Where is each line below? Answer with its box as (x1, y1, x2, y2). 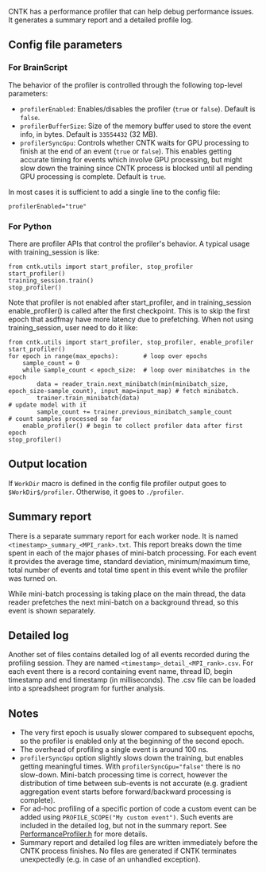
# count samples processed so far (8, 415, 123, 422)
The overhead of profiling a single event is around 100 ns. (19, 745, 209, 754)
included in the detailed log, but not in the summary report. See (19, 821, 227, 831)
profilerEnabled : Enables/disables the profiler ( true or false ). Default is (19, 103, 256, 114)
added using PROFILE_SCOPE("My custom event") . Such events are (19, 812, 233, 822)
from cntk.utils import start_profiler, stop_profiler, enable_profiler (8, 338, 254, 346)
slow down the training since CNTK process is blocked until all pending (19, 163, 253, 173)
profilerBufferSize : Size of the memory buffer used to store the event (19, 121, 252, 130)
